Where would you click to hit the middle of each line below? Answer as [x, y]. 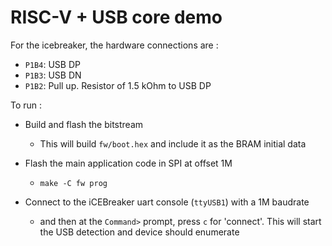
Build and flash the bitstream [84, 124]
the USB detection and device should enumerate [139, 232]
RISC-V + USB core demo [116, 17]
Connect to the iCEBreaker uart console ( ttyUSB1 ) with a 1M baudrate [167, 202]
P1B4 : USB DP [52, 64]
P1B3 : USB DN [53, 75]
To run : [26, 105]
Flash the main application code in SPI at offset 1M [128, 163]
